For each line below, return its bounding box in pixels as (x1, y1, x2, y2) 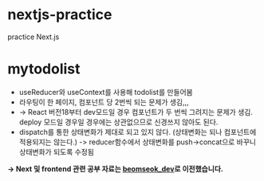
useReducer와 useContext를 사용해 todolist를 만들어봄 (18, 87, 193, 96)
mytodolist (7, 60, 81, 78)
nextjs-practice (7, 6, 112, 24)
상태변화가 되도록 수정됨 (18, 147, 95, 156)
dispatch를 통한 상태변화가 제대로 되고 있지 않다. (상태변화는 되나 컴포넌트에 (18, 127, 257, 136)
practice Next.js (7, 32, 60, 41)
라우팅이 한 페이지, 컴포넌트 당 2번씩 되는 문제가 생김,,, (18, 97, 189, 107)
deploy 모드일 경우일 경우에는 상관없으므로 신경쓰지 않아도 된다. (18, 117, 219, 127)
